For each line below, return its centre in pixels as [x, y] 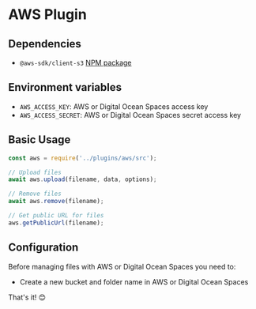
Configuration [43, 248]
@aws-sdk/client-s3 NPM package [75, 62]
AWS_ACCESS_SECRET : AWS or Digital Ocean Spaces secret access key [130, 115]
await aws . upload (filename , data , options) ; [83, 179]
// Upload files [35, 172]
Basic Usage [40, 140]
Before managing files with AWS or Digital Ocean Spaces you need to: [122, 266]
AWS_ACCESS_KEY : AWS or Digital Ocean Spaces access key [114, 106]
